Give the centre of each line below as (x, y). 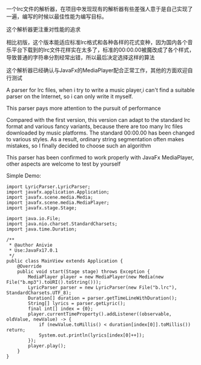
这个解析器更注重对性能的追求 (43, 29)
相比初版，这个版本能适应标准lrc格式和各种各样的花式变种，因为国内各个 (97, 42)
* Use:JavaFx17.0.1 (34, 250)
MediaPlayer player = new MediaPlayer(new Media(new (96, 277)
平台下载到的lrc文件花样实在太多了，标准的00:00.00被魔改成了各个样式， (103, 50)
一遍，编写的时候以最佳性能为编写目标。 (57, 16)
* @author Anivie (31, 245)
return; (16, 330)
